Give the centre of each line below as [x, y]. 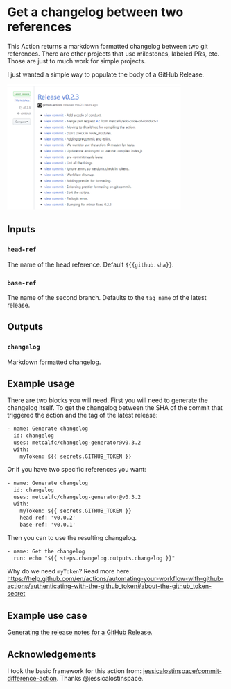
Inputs [22, 229]
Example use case [48, 616]
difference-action [32, 679]
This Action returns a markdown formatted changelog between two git [108, 46]
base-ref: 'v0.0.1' [48, 525]
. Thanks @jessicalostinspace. [100, 679]
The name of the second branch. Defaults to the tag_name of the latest [107, 297]
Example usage [41, 383]
